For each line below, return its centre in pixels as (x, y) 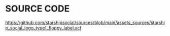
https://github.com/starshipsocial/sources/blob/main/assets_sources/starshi (85, 22)
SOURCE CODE (38, 9)
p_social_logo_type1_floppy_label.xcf (43, 27)
